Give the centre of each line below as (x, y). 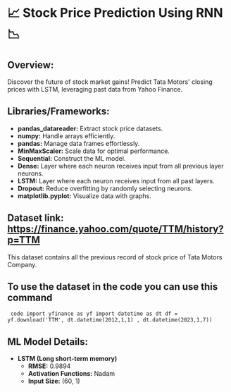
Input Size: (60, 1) (54, 381)
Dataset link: (36, 218)
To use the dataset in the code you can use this (113, 287)
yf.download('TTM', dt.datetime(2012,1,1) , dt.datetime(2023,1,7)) (110, 320)
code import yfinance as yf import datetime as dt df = (94, 314)
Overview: (31, 65)
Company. (22, 264)
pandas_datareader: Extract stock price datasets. (90, 128)
